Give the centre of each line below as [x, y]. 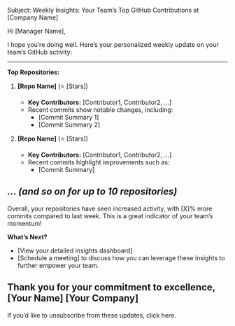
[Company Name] [33, 17]
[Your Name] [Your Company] [73, 298]
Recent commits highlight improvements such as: [99, 162]
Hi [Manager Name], [37, 31]
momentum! [24, 223]
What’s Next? [27, 236]
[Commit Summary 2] [69, 125]
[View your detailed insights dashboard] [75, 250]
